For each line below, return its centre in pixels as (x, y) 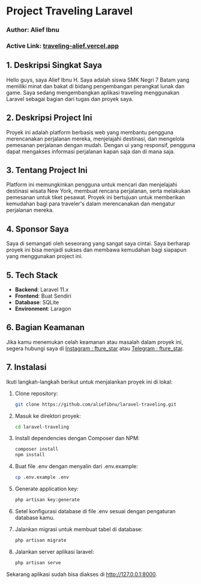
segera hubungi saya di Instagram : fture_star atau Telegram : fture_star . (95, 348)
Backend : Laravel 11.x (42, 290)
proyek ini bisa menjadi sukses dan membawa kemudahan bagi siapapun (97, 250)
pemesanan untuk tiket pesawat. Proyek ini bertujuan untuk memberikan (96, 197)
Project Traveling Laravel (70, 11)
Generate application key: (47, 489)
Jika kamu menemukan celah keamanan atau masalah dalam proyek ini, (95, 342)
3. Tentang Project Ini (47, 170)
